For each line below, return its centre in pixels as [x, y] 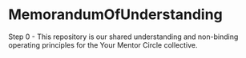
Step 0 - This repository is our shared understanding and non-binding [123, 37]
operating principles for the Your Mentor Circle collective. [103, 44]
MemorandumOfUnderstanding [115, 15]
